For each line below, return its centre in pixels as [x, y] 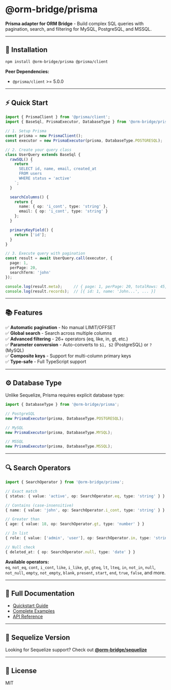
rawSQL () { [21, 159]
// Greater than [22, 519]
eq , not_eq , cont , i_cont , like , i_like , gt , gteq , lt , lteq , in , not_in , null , [81, 567]
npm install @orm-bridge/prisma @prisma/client [57, 62]
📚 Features [24, 313]
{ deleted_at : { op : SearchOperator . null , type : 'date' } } [70, 552]
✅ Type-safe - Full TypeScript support [46, 362]
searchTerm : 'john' [31, 272]
